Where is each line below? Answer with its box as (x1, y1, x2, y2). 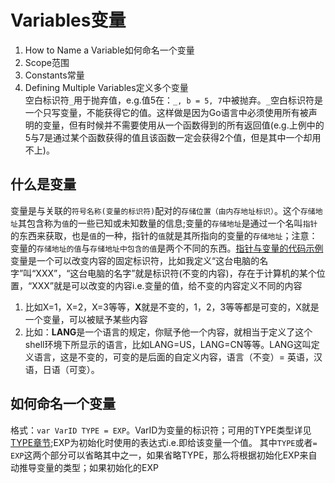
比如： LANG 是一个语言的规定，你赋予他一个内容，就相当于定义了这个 (24, 326, 313, 338)
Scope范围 (24, 56, 70, 68)
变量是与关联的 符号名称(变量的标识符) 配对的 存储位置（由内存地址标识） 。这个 (10, 204, 301, 216)
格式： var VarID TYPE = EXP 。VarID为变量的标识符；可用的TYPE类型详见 (10, 424, 312, 436)
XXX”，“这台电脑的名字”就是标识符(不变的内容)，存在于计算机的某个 (35, 267, 317, 279)
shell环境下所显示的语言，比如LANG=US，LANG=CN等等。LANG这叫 (24, 338, 312, 350)
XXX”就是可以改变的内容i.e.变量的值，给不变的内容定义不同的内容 (31, 279, 303, 291)
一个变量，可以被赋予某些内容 (24, 313, 148, 325)
